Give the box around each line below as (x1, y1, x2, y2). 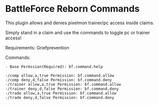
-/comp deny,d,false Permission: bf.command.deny (5, 77, 112, 82)
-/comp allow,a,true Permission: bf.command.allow (5, 73, 114, 78)
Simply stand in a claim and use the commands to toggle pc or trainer (5, 29, 150, 35)
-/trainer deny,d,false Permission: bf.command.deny (5, 86, 119, 91)
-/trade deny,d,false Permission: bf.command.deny (5, 95, 114, 100)
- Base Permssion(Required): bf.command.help (5, 64, 103, 69)
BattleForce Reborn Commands (5, 3, 140, 15)
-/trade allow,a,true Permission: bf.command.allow (5, 90, 116, 96)
